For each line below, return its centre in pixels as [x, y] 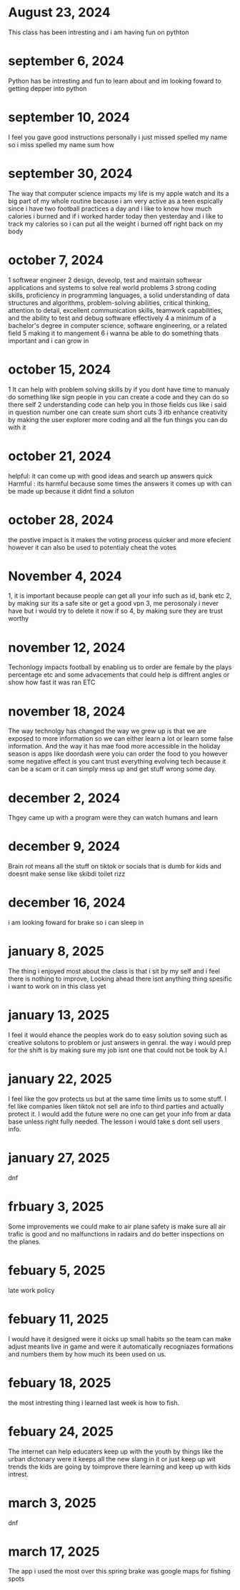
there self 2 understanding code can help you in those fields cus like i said [117, 404]
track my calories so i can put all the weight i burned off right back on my [116, 224]
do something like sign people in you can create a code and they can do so [119, 396]
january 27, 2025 [59, 1158]
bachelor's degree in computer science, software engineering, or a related [117, 325]
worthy [19, 619]
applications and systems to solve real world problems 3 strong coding [112, 287]
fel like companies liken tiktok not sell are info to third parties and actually [116, 1106]
